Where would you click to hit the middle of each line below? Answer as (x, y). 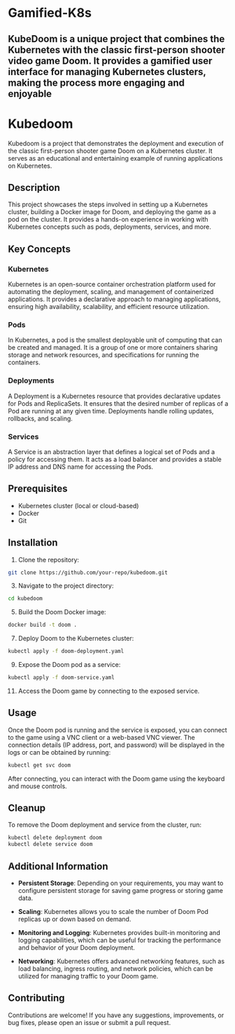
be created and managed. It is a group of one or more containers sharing (113, 347)
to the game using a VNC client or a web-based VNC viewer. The (101, 737)
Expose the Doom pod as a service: (69, 665)
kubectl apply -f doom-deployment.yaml (66, 651)
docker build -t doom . (43, 625)
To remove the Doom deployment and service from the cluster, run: (105, 825)
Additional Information (58, 866)
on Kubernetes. (30, 166)
